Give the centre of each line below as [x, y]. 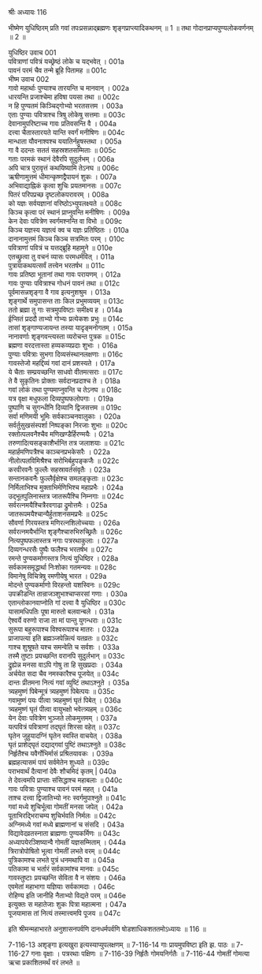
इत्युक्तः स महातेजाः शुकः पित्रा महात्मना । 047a [68, 904]
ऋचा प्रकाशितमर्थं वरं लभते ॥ [44, 963]
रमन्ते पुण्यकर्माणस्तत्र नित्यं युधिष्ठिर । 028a [63, 558]
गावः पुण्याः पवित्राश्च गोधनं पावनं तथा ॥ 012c [64, 283]
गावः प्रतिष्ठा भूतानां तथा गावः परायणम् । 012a [65, 274]
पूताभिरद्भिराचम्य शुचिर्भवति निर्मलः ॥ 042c [62, 815]
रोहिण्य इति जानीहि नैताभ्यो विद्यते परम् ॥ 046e [67, 896]
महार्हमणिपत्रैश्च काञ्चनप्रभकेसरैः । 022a [59, 452]
